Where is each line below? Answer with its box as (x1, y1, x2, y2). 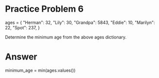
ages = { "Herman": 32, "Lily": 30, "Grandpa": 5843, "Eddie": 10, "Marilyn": (5, 19, 155, 25)
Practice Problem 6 (5, 3, 84, 15)
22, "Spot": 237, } (5, 24, 40, 30)
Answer (5, 51, 37, 62)
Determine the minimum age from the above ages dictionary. (5, 34, 127, 40)
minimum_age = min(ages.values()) (5, 67, 76, 73)
